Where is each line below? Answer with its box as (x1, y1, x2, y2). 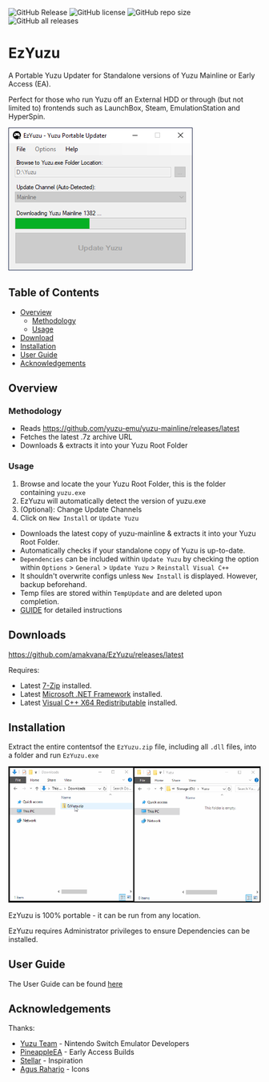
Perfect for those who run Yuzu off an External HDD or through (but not (8, 95, 244, 104)
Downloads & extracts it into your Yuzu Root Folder (19, 440, 188, 450)
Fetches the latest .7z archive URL (19, 432, 133, 442)
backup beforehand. (19, 579, 87, 589)
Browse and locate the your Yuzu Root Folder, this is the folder (19, 479, 227, 489)
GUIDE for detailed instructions (19, 605, 122, 614)
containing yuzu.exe (19, 487, 86, 497)
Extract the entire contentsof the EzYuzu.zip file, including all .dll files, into (8, 742, 257, 752)
